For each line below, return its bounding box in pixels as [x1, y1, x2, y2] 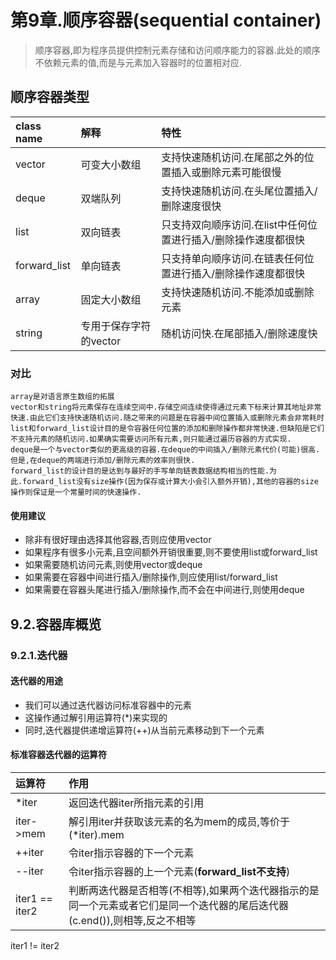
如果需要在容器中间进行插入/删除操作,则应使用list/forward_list [24, 571, 278, 583]
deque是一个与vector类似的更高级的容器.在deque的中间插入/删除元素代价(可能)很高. [10, 445, 321, 455]
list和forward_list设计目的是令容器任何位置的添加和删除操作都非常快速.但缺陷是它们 [10, 424, 325, 434]
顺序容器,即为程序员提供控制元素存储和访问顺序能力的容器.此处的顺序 [34, 44, 321, 56]
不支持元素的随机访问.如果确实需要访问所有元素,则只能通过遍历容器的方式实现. [10, 434, 292, 445]
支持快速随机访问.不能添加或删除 [161, 285, 315, 299]
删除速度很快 [161, 199, 222, 213]
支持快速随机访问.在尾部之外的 [161, 150, 305, 164]
